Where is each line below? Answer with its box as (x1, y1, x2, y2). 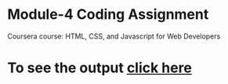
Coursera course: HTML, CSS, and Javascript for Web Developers (7, 31, 221, 41)
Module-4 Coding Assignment (7, 5, 209, 24)
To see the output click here (7, 59, 193, 77)
